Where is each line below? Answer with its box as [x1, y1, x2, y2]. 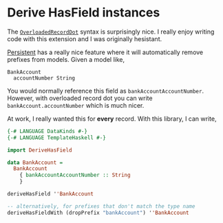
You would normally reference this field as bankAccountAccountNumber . [7, 86, 204, 95]
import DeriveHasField [7, 146, 72, 154]
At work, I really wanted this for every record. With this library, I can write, [7, 115, 217, 123]
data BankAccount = [7, 159, 63, 166]
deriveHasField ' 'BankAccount [7, 191, 94, 198]
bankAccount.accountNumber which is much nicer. [7, 101, 145, 109]
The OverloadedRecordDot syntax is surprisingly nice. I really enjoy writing [7, 27, 215, 36]
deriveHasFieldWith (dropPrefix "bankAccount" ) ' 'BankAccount [7, 209, 189, 216]
